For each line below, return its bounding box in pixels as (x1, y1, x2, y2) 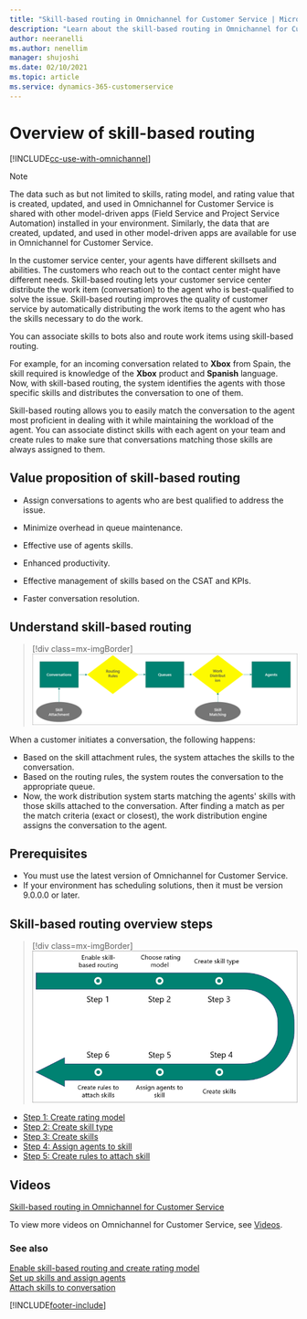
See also (9, 1242, 48, 1255)
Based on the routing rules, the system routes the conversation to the (22, 771, 284, 782)
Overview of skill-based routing (9, 122, 256, 144)
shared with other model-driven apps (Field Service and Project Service (9, 207, 281, 218)
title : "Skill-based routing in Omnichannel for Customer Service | (9, 15, 276, 24)
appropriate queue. (22, 781, 96, 792)
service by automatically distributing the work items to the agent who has (9, 303, 286, 314)
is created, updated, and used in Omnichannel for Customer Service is (9, 197, 274, 209)
